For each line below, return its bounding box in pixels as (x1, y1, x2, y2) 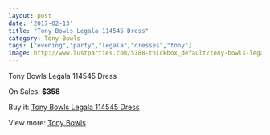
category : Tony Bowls (8, 34, 81, 43)
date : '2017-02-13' (8, 19, 74, 27)
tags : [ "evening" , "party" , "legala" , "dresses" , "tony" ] (8, 42, 193, 50)
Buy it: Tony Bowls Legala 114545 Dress (8, 102, 140, 112)
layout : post (8, 11, 52, 20)
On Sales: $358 (8, 87, 60, 96)
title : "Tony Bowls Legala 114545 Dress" (8, 27, 149, 35)
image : (8, 49, 31, 57)
